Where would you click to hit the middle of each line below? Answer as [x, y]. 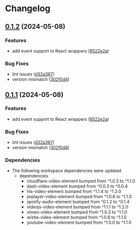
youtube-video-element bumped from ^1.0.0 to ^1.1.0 [79, 223]
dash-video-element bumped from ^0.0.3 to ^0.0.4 [77, 186]
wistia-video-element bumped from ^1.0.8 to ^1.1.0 [77, 217]
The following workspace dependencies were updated [67, 171]
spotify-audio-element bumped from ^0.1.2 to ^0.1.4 [78, 202]
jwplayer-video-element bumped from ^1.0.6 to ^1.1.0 [79, 197]
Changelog [28, 9]
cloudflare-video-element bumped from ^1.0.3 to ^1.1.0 [81, 181]
